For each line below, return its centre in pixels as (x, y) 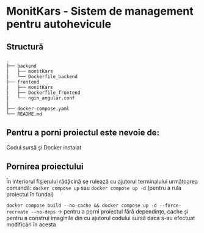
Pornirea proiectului (45, 167)
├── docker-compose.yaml (38, 109)
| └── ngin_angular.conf (41, 98)
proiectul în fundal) (30, 194)
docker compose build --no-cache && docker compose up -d (82, 206)
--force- (170, 206)
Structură (25, 47)
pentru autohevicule (59, 24)
